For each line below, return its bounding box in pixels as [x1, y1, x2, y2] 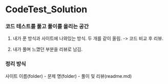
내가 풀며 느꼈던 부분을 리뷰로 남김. [12, 46, 83, 52]
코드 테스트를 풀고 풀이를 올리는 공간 [5, 23, 89, 30]
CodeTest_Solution [5, 4, 88, 15]
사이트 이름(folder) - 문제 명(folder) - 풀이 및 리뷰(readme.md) [5, 73, 132, 79]
